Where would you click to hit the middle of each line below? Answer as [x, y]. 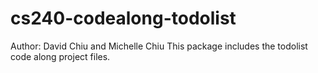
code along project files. [60, 56]
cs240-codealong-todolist [123, 18]
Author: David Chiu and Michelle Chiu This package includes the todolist [159, 46]
